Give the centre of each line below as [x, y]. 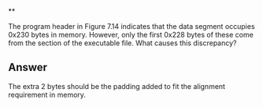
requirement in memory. [47, 95]
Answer [28, 68]
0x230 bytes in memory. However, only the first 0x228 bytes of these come [131, 35]
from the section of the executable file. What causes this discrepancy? [122, 43]
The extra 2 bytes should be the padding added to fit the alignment [117, 86]
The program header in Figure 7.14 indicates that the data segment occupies [131, 26]
